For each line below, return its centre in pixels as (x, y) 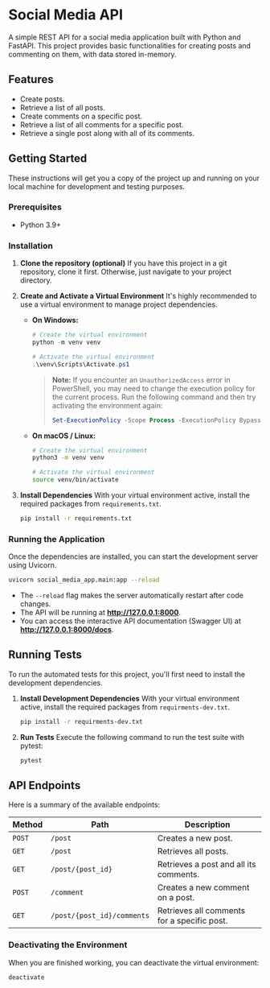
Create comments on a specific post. (81, 116)
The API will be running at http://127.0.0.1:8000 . (100, 613)
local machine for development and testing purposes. (97, 186)
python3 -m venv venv (68, 458)
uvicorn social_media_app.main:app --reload (84, 580)
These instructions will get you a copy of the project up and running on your (134, 178)
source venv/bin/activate (75, 480)
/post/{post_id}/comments (100, 916)
